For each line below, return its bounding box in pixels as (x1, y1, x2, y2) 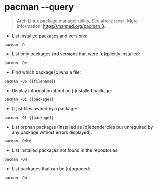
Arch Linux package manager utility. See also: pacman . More (16, 18, 138, 24)
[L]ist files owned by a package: (11, 105, 78, 111)
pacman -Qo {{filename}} (4, 79, 56, 84)
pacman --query (4, 1, 74, 13)
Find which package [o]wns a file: (11, 69, 81, 75)
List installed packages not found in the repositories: (11, 147, 119, 153)
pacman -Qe (4, 60, 27, 65)
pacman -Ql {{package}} (4, 115, 54, 120)
